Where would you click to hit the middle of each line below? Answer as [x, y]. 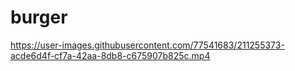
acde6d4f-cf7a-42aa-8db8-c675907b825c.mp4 [110, 55]
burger [39, 17]
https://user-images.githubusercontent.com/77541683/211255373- [147, 45]
